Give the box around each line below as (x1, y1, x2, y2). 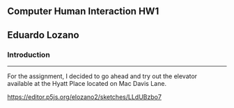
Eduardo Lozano (7, 29, 79, 41)
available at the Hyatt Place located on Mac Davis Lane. (7, 80, 167, 88)
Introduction (7, 50, 50, 60)
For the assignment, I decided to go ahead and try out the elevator (7, 72, 197, 80)
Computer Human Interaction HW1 (7, 6, 159, 17)
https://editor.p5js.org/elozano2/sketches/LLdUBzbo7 (7, 93, 162, 101)
